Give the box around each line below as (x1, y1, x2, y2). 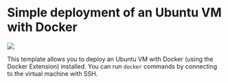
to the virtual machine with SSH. (7, 69, 98, 78)
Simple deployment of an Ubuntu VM (7, 5, 222, 21)
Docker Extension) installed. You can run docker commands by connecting (7, 62, 218, 70)
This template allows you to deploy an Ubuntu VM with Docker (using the (7, 55, 214, 63)
